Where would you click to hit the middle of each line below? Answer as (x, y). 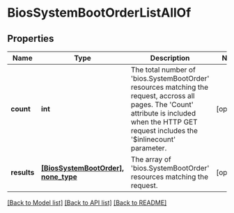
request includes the (164, 131)
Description (170, 58)
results (23, 172)
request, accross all (163, 96)
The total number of (163, 70)
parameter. (149, 148)
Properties (31, 39)
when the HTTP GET (164, 122)
